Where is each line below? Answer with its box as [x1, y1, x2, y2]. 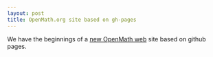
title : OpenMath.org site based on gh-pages [7, 16, 137, 23]
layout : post [7, 9, 45, 17]
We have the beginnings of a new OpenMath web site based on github [7, 35, 206, 43]
